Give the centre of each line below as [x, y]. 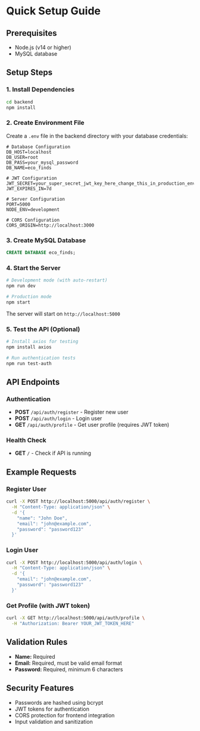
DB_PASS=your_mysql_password [42, 163]
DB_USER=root [22, 157]
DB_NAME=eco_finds [29, 168]
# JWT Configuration [32, 178]
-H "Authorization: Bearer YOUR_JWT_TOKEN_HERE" [73, 624]
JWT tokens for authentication [52, 709]
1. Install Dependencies [40, 90]
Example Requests [41, 472]
